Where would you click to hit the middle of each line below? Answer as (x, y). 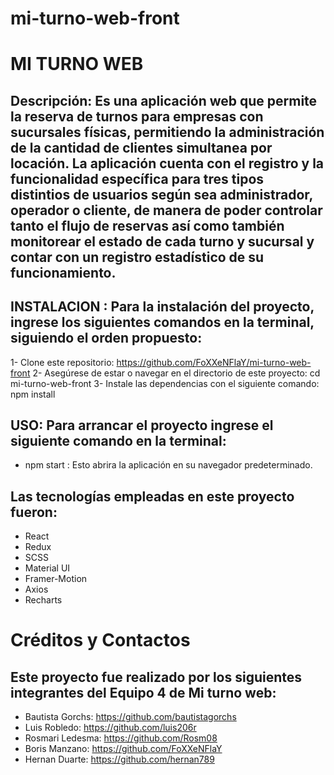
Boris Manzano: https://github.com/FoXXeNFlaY (123, 749)
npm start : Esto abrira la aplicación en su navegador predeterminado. (168, 465)
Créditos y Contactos (100, 640)
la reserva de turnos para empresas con (137, 116)
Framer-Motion (56, 579)
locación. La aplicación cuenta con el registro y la (167, 163)
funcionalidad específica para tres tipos (137, 178)
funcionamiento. (63, 272)
